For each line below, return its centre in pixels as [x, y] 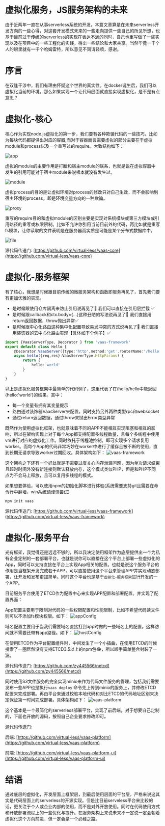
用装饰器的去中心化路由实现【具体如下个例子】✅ [61, 333]
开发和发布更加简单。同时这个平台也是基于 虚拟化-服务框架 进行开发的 [86, 577]
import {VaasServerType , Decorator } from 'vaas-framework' [68, 342]
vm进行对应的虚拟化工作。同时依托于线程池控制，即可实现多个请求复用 [77, 440]
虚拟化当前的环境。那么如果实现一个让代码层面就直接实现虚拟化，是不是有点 [82, 91]
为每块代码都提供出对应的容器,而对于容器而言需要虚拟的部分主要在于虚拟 [79, 140]
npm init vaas [20, 501]
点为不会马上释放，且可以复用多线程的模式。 [50, 475]
